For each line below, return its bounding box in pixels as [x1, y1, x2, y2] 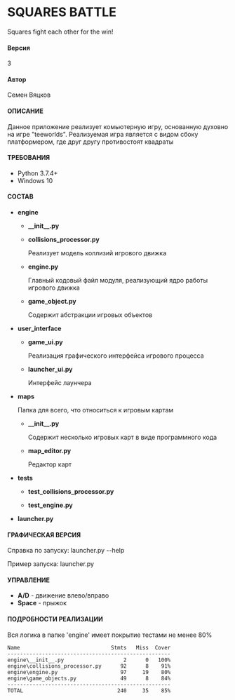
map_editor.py [27, 446, 72, 455]
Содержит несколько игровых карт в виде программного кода [27, 433, 217, 441]
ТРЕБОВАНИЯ [7, 154, 51, 162]
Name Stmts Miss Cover [7, 644, 171, 651]
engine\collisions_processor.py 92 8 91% [7, 662, 171, 670]
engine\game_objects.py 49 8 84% [7, 675, 171, 682]
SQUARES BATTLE [7, 4, 117, 20]
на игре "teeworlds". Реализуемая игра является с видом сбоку [7, 130, 199, 138]
